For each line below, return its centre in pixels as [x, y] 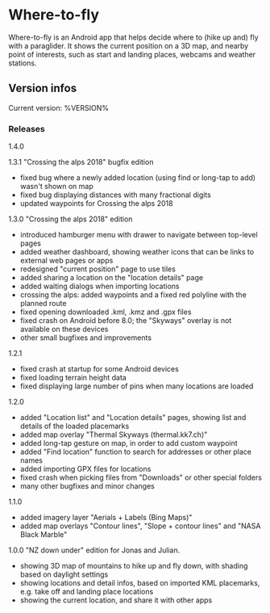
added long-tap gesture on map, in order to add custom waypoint [129, 443]
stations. [23, 63]
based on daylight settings [64, 574]
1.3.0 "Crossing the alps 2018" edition [71, 219]
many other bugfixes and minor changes [87, 486]
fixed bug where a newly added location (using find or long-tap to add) [138, 178]
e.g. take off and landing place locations [87, 592]
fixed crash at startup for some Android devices [99, 369]
